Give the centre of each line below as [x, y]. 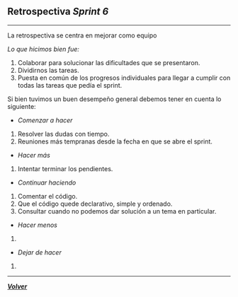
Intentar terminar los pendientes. [65, 168]
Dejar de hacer [39, 252]
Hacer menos [38, 225]
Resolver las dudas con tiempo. [63, 134]
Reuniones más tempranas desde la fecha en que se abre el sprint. [115, 141]
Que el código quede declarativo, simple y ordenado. [95, 204]
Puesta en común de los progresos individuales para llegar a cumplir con [124, 78]
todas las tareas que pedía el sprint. [70, 85]
